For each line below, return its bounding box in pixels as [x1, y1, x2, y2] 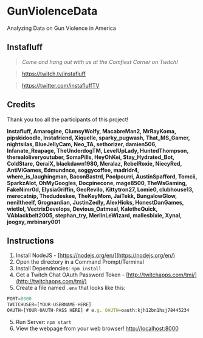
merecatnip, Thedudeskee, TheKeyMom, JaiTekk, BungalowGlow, [7, 192, 177, 199]
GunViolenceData [7, 4, 98, 18]
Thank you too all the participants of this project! [7, 116, 129, 123]
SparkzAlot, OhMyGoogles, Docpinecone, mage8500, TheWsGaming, [7, 179, 187, 186]
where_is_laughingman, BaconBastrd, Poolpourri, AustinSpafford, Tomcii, [7, 172, 198, 180]
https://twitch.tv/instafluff [21, 70, 86, 77]
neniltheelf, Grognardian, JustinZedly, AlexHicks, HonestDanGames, [7, 199, 184, 206]
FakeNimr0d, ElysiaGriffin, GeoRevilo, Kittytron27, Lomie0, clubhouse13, [7, 186, 194, 193]
